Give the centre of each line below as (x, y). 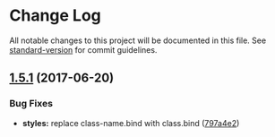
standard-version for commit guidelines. (83, 49)
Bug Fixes (31, 104)
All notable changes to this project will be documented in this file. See (138, 40)
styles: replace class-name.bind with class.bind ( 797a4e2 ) (131, 123)
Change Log (55, 16)
